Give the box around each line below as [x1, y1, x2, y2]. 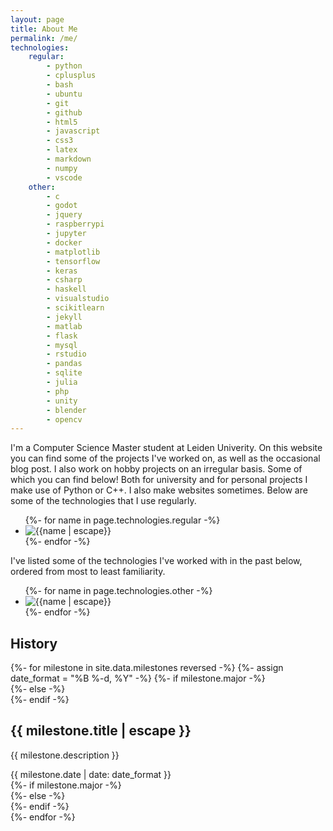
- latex [46, 145, 78, 155]
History [10, 635, 58, 652]
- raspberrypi [46, 219, 105, 230]
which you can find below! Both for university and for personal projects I [10, 474, 308, 486]
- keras [46, 266, 78, 276]
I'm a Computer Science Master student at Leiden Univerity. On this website [10, 442, 323, 454]
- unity [46, 396, 78, 406]
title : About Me [10, 24, 78, 34]
